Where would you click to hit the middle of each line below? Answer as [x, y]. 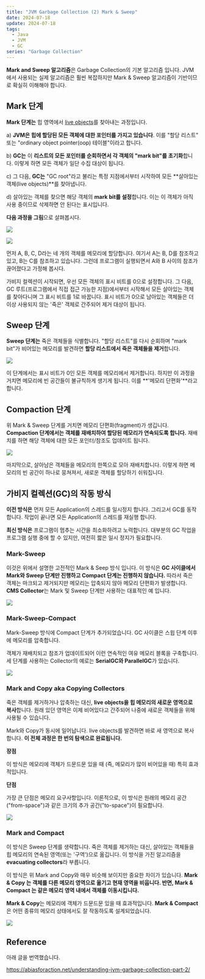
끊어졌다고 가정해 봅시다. [36, 268]
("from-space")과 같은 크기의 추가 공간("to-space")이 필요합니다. [85, 805]
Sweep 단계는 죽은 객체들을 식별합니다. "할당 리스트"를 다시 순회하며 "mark [97, 341]
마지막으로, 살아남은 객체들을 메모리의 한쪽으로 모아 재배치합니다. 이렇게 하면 [98, 465]
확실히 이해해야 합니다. [40, 85]
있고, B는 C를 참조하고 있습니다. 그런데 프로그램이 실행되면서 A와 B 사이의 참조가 [102, 260]
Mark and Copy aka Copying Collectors [66, 688]
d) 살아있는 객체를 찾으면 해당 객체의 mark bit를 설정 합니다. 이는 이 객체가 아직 [100, 196]
